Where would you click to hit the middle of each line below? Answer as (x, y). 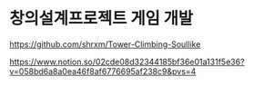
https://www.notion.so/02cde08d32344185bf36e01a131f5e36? (127, 62)
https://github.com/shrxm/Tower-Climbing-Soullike (105, 44)
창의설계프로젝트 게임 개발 (102, 19)
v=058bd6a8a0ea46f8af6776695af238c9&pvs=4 (103, 71)
